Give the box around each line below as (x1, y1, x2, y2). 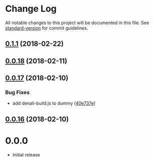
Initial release (12, 151, 40, 157)
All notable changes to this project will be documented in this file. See (5, 20, 149, 26)
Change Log (5, 3, 57, 15)
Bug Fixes (5, 89, 30, 96)
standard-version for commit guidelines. (5, 25, 88, 31)
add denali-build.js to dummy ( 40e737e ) (12, 100, 96, 106)
